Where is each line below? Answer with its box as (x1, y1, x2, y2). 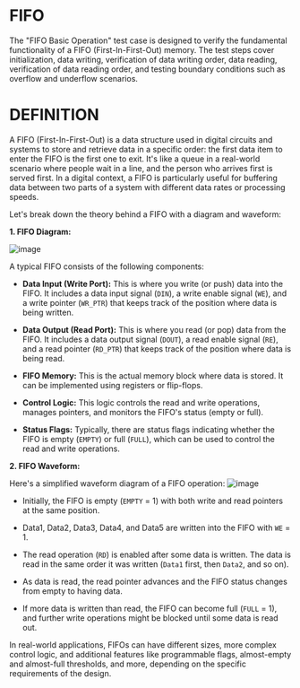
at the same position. (21, 504, 100, 516)
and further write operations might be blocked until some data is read (21, 612, 279, 623)
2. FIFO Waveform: (9, 460, 81, 471)
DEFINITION (9, 105, 100, 126)
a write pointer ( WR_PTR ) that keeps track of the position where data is (21, 297, 278, 308)
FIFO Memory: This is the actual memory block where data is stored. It (21, 370, 284, 381)
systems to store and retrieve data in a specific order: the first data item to (9, 144, 284, 154)
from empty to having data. (21, 585, 124, 597)
